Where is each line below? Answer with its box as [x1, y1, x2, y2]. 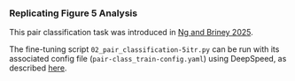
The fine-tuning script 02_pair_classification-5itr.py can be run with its [9, 44, 280, 55]
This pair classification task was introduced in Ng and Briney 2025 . [9, 27, 254, 38]
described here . [9, 63, 67, 73]
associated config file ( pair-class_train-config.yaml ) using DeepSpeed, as [9, 54, 287, 64]
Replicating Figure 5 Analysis [9, 7, 138, 19]
